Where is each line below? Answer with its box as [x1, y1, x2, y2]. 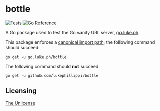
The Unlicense [5, 100, 35, 106]
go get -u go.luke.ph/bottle [5, 54, 67, 60]
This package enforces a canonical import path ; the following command [5, 39, 155, 45]
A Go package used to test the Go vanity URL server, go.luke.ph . [5, 29, 140, 35]
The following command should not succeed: [5, 63, 100, 69]
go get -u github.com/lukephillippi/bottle [5, 73, 99, 78]
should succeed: [5, 44, 40, 50]
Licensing [5, 87, 37, 95]
